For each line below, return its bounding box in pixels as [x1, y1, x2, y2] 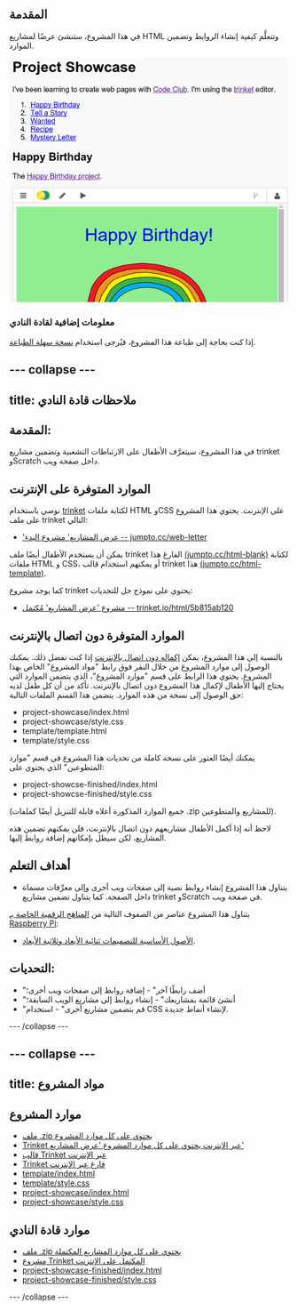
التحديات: [9, 961, 56, 977]
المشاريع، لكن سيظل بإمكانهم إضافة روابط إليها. [9, 832, 167, 843]
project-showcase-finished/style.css [21, 1275, 157, 1285]
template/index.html [21, 1169, 96, 1179]
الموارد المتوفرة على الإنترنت [9, 481, 151, 496]
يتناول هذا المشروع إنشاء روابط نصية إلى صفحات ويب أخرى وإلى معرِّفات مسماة [21, 881, 288, 892]
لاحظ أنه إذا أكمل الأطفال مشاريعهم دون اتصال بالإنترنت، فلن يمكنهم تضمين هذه [9, 823, 272, 833]
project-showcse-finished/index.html [21, 779, 158, 790]
